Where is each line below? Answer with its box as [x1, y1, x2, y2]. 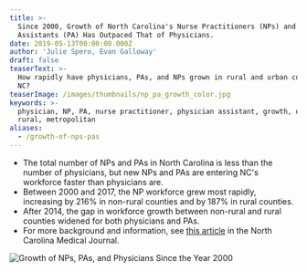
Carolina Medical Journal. [22, 235, 120, 246]
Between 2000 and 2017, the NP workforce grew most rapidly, [22, 186, 257, 197]
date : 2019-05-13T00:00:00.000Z [9, 38, 132, 48]
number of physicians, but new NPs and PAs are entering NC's [22, 166, 259, 178]
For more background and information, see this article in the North [22, 225, 272, 235]
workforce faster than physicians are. [22, 176, 164, 187]
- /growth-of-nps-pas [17, 132, 101, 141]
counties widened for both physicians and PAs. [22, 215, 200, 226]
